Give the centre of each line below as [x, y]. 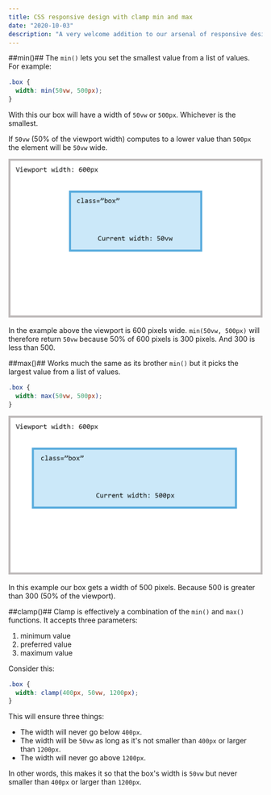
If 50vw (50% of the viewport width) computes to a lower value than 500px [130, 139]
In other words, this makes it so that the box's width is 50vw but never [123, 773]
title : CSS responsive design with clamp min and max [101, 17]
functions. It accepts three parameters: [73, 620]
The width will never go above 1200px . [83, 758]
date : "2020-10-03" [41, 25]
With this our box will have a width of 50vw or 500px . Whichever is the [122, 114]
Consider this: [31, 668]
